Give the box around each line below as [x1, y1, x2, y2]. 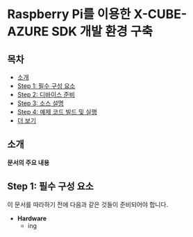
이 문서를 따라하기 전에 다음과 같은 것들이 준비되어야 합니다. [7, 200, 169, 209]
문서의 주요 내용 [7, 158, 50, 166]
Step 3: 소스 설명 [17, 99, 64, 107]
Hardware [17, 214, 47, 222]
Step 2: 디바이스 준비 [17, 91, 75, 98]
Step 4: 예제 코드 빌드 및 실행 [17, 108, 97, 116]
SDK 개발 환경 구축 [51, 24, 153, 39]
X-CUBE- [133, 6, 187, 22]
